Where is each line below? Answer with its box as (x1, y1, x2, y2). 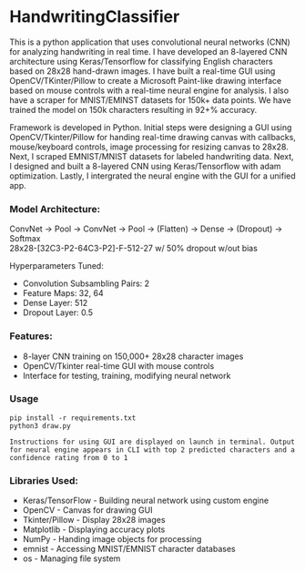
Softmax (9, 233, 41, 244)
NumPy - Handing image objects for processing (22, 534, 202, 545)
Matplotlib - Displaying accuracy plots (22, 524, 166, 535)
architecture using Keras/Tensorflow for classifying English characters (9, 56, 273, 67)
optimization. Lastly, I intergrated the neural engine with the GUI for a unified (9, 170, 296, 181)
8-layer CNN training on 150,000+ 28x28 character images (22, 351, 244, 362)
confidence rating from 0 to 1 (9, 453, 128, 462)
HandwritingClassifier (9, 6, 180, 27)
